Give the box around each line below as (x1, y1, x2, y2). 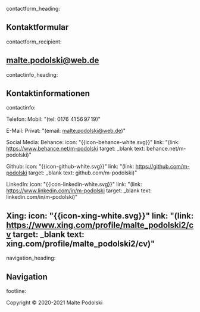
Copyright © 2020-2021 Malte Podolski (6, 299, 103, 306)
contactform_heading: (6, 5, 61, 12)
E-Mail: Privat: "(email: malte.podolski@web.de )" (6, 127, 126, 135)
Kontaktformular (6, 22, 69, 32)
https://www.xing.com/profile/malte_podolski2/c (6, 220, 194, 230)
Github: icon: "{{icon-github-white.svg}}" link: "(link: (6, 163, 135, 170)
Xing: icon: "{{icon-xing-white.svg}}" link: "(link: (6, 211, 194, 221)
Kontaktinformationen (6, 89, 90, 99)
